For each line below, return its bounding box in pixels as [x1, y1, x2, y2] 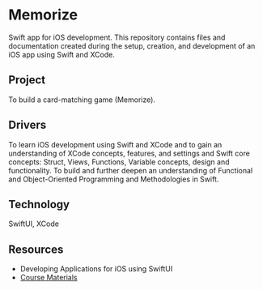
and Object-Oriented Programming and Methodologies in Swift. [8, 174, 219, 184]
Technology [8, 197, 70, 211]
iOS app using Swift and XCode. [8, 49, 115, 59]
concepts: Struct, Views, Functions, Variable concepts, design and [8, 156, 230, 167]
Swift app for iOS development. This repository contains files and [8, 32, 226, 42]
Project [8, 73, 46, 87]
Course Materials [19, 273, 78, 283]
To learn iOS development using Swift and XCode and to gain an [8, 139, 223, 149]
